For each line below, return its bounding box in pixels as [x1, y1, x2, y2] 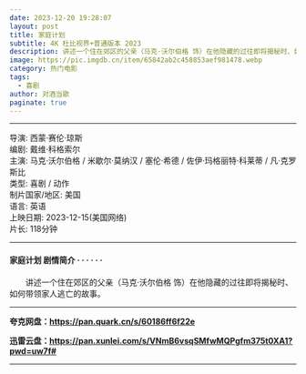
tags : [9, 73, 30, 82]
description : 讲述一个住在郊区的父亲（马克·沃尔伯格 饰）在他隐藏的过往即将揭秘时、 [9, 47, 294, 56]
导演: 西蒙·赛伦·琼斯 [9, 133, 84, 144]
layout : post [9, 22, 59, 31]
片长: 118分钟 [9, 224, 58, 235]
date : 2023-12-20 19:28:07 [9, 13, 112, 23]
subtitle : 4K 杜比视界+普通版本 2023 [9, 38, 142, 48]
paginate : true [9, 97, 67, 107]
